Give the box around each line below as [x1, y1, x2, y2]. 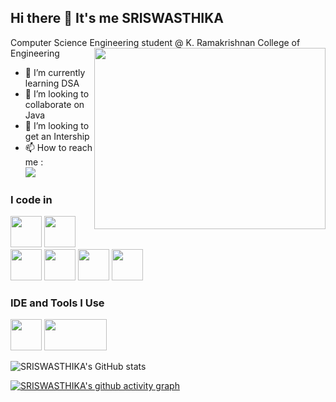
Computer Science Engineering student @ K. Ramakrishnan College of [10, 36, 301, 48]
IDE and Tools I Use [10, 296, 105, 310]
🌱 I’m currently [24, 66, 86, 78]
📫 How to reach [24, 141, 93, 153]
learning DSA [24, 77, 80, 89]
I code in [10, 192, 53, 206]
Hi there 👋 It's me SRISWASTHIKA [10, 10, 224, 27]
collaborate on [24, 98, 85, 110]
